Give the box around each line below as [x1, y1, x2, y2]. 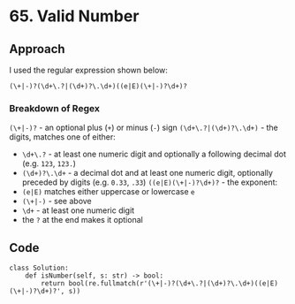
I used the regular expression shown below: [9, 65, 168, 75]
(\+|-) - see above [21, 196, 93, 207]
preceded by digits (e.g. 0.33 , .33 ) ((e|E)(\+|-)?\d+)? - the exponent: [21, 177, 278, 187]
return [41, 279, 65, 288]
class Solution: [9, 263, 69, 273]
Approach [9, 42, 65, 57]
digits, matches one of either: [9, 132, 117, 142]
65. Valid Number [9, 6, 140, 27]
